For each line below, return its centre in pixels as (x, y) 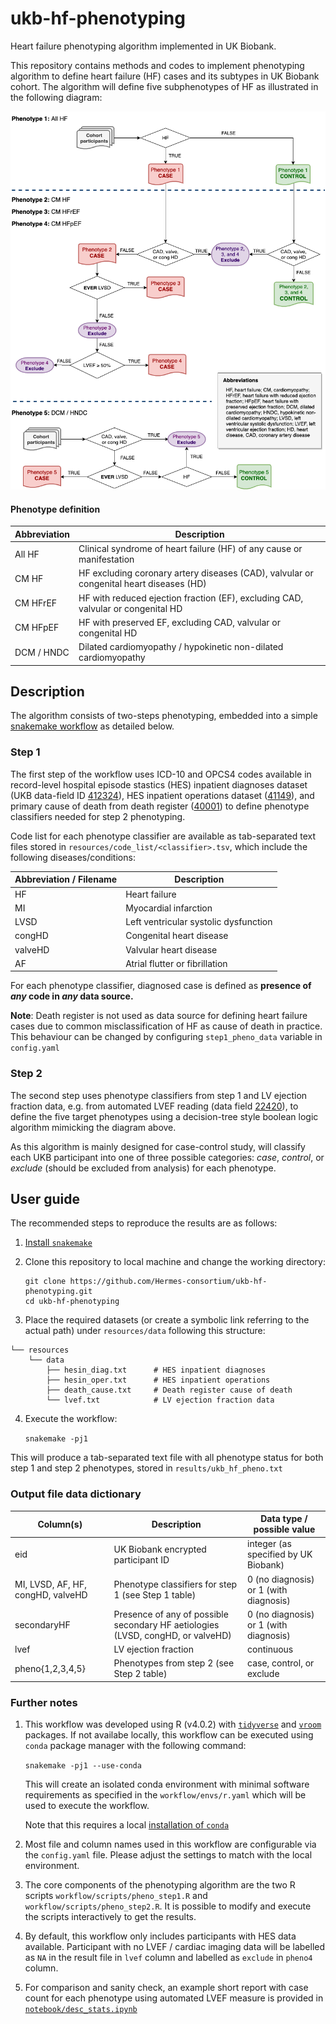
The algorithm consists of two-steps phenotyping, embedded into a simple (164, 716)
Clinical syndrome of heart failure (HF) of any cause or (190, 549)
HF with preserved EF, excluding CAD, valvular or (179, 622)
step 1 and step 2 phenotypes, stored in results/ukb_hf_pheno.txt (146, 1468)
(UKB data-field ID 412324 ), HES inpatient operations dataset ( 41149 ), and (162, 795)
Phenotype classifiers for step (175, 1584)
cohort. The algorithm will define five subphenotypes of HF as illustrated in (164, 86)
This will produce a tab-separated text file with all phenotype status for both (167, 1458)
